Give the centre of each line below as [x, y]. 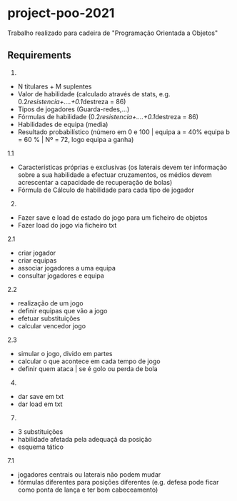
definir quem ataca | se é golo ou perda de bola [88, 368]
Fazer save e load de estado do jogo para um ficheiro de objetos [113, 217]
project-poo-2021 [61, 13]
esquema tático [41, 447]
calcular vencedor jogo [52, 325]
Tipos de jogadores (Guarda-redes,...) [74, 109]
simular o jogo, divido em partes [65, 353]
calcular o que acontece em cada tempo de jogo [89, 361]
